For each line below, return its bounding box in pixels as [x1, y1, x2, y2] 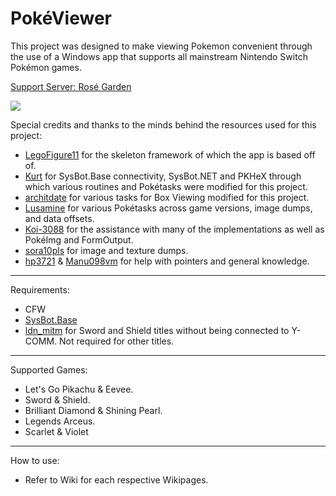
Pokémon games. [10, 61, 82, 73]
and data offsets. [24, 212, 95, 224]
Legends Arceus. [24, 415, 96, 427]
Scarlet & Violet [24, 425, 89, 437]
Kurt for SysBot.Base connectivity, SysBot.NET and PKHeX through [24, 170, 302, 182]
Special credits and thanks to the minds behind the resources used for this [10, 118, 317, 131]
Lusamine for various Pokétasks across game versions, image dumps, [24, 202, 313, 214]
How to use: [10, 454, 60, 466]
